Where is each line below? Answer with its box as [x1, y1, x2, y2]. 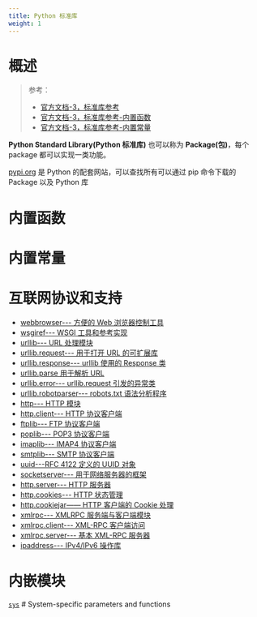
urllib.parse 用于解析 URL [19, 368, 105, 378]
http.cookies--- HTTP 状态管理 [19, 490, 123, 499]
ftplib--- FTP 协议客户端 [19, 418, 101, 428]
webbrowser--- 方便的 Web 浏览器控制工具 [19, 317, 165, 327]
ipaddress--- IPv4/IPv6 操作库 [19, 540, 122, 550]
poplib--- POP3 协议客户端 [19, 429, 110, 439]
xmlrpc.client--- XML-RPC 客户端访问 [19, 520, 146, 529]
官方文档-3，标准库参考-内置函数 [40, 113, 152, 122]
